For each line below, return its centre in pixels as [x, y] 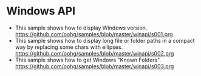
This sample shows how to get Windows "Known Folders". [88, 60]
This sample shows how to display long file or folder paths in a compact [105, 40]
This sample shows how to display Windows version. [81, 28]
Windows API [41, 11]
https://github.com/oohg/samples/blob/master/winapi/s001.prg [94, 34]
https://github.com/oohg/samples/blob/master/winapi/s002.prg [94, 53]
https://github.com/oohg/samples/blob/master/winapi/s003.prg [94, 66]
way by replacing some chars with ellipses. [69, 47]
